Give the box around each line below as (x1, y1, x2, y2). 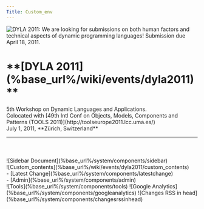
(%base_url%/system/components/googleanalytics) (6, 189, 137, 196)
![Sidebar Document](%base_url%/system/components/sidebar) (6, 157, 168, 164)
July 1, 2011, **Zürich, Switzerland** (6, 125, 98, 132)
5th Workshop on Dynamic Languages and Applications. (6, 105, 147, 113)
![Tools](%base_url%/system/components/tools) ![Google (6, 182, 151, 190)
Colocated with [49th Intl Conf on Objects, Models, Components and (6, 111, 178, 119)
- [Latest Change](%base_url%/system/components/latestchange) (6, 170, 173, 177)
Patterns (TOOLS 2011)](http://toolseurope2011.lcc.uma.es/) (6, 118, 156, 125)
